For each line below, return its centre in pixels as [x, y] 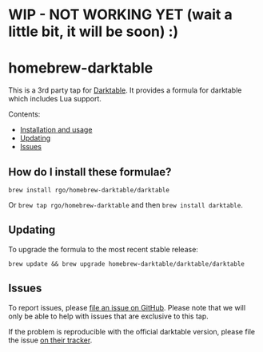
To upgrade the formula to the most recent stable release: [103, 249]
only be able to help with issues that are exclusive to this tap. [109, 316]
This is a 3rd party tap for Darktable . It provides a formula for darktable [125, 90]
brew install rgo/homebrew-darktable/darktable [89, 190]
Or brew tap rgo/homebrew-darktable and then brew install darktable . [126, 204]
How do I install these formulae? [90, 172]
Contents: [24, 114]
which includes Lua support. [55, 99]
